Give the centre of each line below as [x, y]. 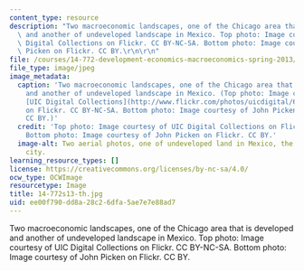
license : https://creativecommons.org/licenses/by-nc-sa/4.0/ [129, 169]
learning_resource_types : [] [64, 160]
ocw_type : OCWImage [46, 177]
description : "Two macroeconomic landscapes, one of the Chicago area [145, 26]
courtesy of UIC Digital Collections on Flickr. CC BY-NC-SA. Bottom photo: [148, 247]
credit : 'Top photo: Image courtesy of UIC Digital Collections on [147, 127]
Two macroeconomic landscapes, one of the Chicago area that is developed [152, 228]
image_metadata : [40, 77]
